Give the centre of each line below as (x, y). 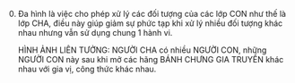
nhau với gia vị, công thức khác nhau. (87, 69)
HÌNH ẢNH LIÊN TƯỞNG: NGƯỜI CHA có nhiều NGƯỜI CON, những (142, 50)
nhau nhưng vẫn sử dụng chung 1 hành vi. (95, 33)
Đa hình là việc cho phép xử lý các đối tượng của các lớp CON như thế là (152, 14)
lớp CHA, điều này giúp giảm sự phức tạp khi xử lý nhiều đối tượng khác (150, 23)
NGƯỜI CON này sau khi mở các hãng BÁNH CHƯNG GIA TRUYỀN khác (151, 59)
